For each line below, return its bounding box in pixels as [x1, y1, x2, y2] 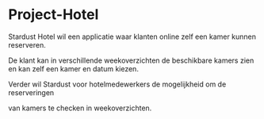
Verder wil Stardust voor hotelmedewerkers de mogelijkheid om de [8, 79, 227, 89]
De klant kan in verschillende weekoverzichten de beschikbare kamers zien [8, 56, 254, 65]
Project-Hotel [8, 6, 99, 24]
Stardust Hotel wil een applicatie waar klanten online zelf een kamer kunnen [8, 32, 256, 41]
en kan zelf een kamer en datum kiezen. [8, 63, 139, 73]
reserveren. [8, 40, 46, 49]
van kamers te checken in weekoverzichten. [8, 103, 152, 113]
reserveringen [8, 87, 55, 97]
